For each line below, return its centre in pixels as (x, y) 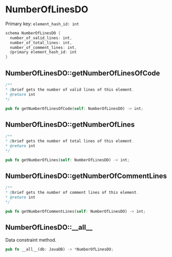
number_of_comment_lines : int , (43, 47)
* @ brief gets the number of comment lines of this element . (72, 193)
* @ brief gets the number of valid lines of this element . (70, 89)
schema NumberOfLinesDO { (33, 33)
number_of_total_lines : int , (41, 43)
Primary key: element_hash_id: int (42, 24)
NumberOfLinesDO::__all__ (49, 227)
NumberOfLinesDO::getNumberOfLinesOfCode (83, 73)
